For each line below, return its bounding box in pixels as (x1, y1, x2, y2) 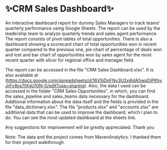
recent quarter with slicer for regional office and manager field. (5, 57, 135, 63)
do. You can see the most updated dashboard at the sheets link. (5, 114, 137, 120)
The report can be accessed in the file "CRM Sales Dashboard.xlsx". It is (5, 66, 154, 72)
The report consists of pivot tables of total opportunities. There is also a (5, 35, 153, 41)
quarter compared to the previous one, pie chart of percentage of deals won (5, 46, 162, 52)
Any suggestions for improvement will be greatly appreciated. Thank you (5, 124, 155, 130)
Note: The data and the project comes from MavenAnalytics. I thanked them (5, 133, 161, 140)
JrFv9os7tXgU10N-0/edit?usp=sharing (5, 82, 85, 88)
